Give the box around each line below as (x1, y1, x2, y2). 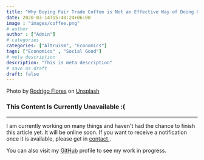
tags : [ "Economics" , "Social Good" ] (6, 48, 102, 55)
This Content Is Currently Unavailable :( (6, 102, 126, 111)
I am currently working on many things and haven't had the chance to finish (6, 122, 195, 129)
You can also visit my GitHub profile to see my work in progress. (6, 147, 167, 154)
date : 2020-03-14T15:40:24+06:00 (6, 15, 91, 21)
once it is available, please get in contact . (6, 135, 111, 142)
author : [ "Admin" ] (6, 32, 56, 38)
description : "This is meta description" (6, 59, 113, 65)
